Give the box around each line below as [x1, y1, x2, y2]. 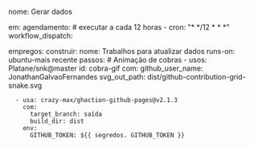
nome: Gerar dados [8, 7, 72, 16]
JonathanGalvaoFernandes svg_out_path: [8, 72, 146, 81]
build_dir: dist [29, 117, 84, 125]
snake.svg [8, 80, 43, 90]
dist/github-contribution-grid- [147, 72, 247, 81]
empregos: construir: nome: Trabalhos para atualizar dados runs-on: [8, 47, 236, 55]
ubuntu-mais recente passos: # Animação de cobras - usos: [8, 55, 207, 64]
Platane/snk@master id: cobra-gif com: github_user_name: [8, 63, 203, 73]
